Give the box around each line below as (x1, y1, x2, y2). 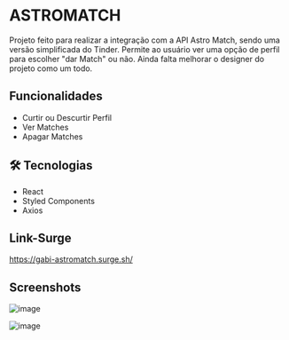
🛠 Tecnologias (9, 158, 93, 173)
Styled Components (21, 195, 96, 206)
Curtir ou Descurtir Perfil (21, 112, 113, 123)
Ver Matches (21, 122, 69, 132)
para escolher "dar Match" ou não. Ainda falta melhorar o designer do (9, 53, 264, 64)
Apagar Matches (21, 130, 83, 142)
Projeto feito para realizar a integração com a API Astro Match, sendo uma (9, 35, 281, 45)
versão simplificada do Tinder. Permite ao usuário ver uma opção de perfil (9, 43, 280, 54)
